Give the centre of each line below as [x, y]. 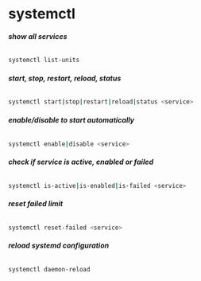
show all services [38, 36]
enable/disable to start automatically [72, 119]
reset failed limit [36, 204]
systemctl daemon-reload [49, 269]
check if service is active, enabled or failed [81, 162]
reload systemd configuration [59, 246]
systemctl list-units [44, 60]
